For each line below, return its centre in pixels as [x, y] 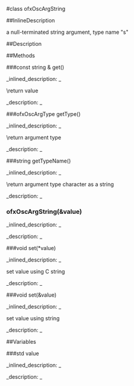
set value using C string [36, 272]
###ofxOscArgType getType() [43, 114]
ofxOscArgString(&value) [44, 211]
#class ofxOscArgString [36, 9]
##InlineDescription [31, 20]
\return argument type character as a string [60, 184]
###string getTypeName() [39, 161]
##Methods [21, 56]
